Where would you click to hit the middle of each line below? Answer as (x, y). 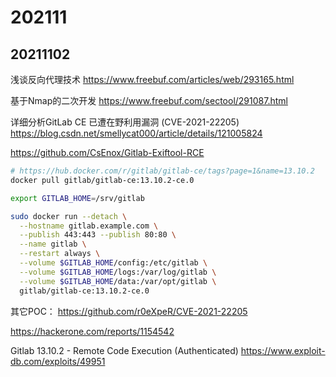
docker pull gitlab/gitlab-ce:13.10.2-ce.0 (102, 180)
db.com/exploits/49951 (58, 361)
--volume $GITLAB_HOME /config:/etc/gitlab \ (113, 263)
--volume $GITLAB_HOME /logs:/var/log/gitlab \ (118, 272)
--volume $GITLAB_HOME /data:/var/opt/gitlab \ (118, 281)
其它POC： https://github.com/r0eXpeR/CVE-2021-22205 (129, 311)
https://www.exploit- (283, 350)
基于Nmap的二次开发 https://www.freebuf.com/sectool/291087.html (149, 100)
